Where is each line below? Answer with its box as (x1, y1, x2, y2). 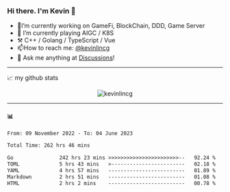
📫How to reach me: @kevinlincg (16, 44, 110, 52)
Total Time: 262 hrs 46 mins (7, 142, 90, 149)
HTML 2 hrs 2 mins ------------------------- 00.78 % (7, 180, 216, 187)
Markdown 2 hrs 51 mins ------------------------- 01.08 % (7, 174, 216, 180)
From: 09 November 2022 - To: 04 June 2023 (7, 130, 133, 137)
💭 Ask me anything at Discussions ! (16, 54, 115, 62)
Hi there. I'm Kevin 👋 (7, 6, 76, 16)
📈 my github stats (7, 74, 59, 82)
